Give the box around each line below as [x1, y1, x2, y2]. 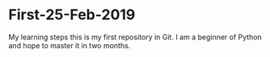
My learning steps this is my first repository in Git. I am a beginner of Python [8, 32, 263, 42]
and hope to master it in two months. [8, 40, 131, 50]
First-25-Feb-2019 [8, 6, 136, 24]
